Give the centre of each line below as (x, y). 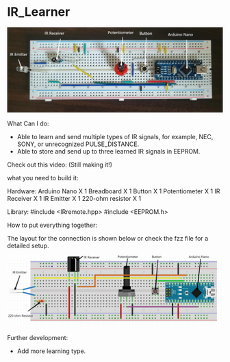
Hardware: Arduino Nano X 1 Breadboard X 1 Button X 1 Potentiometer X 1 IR (114, 191)
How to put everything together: (52, 225)
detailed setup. (28, 246)
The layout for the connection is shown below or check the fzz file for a (108, 239)
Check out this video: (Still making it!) (60, 165)
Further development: (38, 337)
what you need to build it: (43, 178)
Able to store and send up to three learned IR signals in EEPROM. (108, 152)
